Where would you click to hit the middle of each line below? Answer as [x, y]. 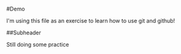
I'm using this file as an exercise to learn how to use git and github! [91, 21]
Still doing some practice [38, 44]
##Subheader [24, 33]
